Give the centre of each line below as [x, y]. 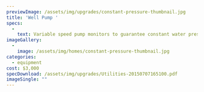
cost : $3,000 [23, 68]
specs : [15, 23]
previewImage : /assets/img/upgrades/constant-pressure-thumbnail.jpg [96, 12]
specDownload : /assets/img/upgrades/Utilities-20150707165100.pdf [92, 74]
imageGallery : [24, 40]
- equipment [27, 62]
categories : [21, 57]
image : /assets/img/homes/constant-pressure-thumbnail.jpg [93, 51]
